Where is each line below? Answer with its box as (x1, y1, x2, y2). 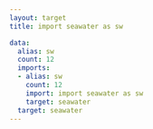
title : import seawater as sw (9, 22, 124, 31)
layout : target (9, 13, 67, 23)
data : (9, 38, 30, 47)
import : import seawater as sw (25, 88, 144, 98)
